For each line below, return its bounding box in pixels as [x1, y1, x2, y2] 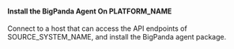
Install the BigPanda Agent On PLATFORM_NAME [7, 6, 172, 16]
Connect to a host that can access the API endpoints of [7, 24, 187, 33]
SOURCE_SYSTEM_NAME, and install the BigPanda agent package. [7, 32, 227, 42]
